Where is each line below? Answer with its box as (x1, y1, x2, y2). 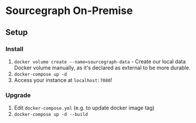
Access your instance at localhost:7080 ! (13, 76, 113, 83)
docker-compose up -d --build (13, 112, 89, 118)
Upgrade (5, 91, 31, 99)
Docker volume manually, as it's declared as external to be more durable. (13, 64, 191, 71)
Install (5, 45, 24, 53)
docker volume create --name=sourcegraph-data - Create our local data (13, 58, 186, 65)
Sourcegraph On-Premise (5, 4, 133, 17)
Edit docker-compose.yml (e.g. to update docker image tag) (13, 104, 155, 111)
